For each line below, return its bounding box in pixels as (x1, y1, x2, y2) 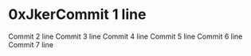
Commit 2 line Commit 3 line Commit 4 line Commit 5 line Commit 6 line (8, 32, 243, 41)
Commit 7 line (8, 39, 54, 49)
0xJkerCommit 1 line (8, 6, 147, 24)
